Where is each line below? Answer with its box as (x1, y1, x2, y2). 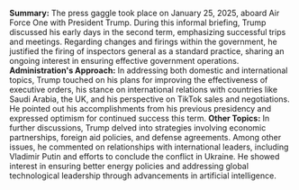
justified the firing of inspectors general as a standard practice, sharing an (9, 46, 285, 57)
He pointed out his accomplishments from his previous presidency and (9, 104, 272, 113)
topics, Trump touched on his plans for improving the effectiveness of (9, 75, 268, 85)
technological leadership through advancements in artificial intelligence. (9, 170, 276, 181)
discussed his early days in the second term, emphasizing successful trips (9, 27, 286, 37)
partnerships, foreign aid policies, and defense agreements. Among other (9, 132, 282, 142)
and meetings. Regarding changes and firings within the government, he (9, 36, 277, 47)
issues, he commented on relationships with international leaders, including (9, 141, 289, 152)
